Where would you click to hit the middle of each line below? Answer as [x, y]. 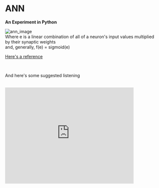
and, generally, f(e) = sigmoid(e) [37, 47]
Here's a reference [24, 56]
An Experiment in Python [31, 22]
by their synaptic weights [31, 42]
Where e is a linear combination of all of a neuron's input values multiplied [80, 37]
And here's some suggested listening [43, 75]
